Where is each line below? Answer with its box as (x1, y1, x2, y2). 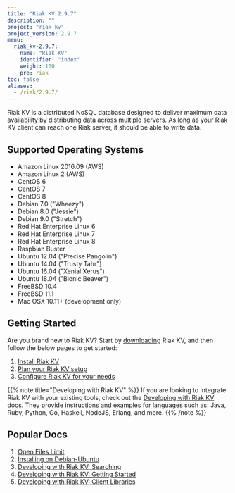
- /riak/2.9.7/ (13, 89, 58, 96)
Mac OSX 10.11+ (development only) (17, 297, 122, 305)
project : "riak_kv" (7, 23, 65, 30)
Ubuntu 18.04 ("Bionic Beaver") (17, 274, 109, 282)
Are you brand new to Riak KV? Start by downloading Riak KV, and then (7, 336, 213, 344)
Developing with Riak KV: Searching (17, 462, 122, 470)
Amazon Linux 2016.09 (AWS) (17, 162, 104, 170)
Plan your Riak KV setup (17, 364, 88, 373)
